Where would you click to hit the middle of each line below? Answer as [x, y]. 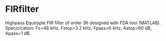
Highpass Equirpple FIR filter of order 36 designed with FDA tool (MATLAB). [83, 23]
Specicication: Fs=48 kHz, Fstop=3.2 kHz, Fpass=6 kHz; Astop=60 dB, [78, 28]
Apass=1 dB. [18, 33]
